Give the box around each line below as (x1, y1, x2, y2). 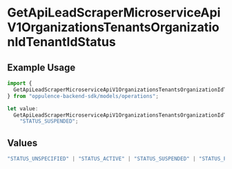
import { (7, 80, 32, 87)
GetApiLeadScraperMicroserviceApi (7, 5, 221, 21)
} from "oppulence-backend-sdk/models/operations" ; (7, 92, 159, 99)
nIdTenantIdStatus (7, 34, 116, 50)
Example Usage (7, 61, 76, 73)
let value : (7, 105, 39, 112)
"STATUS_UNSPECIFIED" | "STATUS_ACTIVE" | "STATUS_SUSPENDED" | (7, 155, 196, 163)
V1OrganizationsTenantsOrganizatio (7, 19, 220, 35)
